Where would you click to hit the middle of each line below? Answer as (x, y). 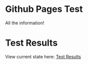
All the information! (25, 23)
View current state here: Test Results (43, 57)
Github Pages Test (44, 9)
